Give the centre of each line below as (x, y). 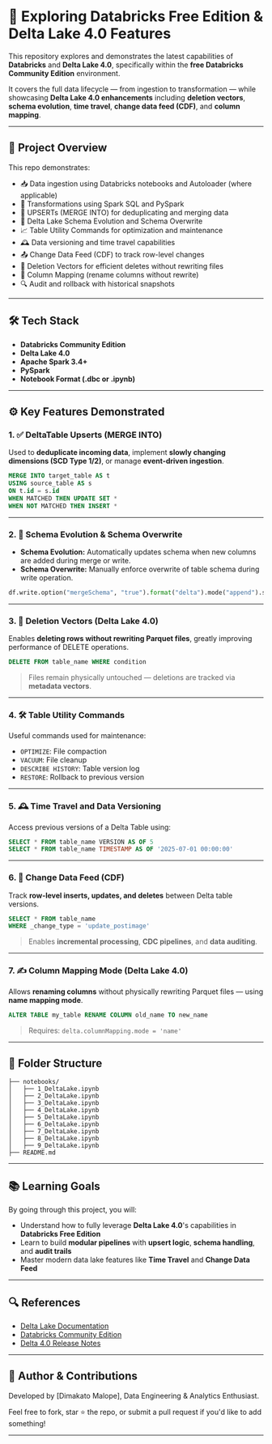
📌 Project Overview (58, 148)
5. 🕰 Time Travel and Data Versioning (85, 806)
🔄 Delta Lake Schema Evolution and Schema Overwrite (111, 221)
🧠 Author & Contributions (73, 1376)
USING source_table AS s (50, 484)
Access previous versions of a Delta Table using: (90, 827)
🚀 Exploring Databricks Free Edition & (136, 17)
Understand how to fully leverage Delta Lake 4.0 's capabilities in (128, 1225)
